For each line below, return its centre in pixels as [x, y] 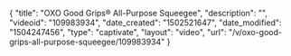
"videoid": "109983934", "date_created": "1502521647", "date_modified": [145, 23]
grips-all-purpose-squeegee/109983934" [87, 42]
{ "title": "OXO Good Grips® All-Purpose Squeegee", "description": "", [139, 13]
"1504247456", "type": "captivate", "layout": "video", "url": [118, 32]
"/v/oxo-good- [255, 32]
